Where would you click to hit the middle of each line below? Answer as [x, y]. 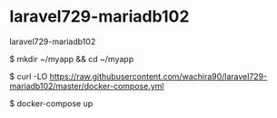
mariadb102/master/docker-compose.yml [87, 86]
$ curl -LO [29, 76]
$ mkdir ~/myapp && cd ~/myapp [72, 59]
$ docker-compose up [51, 103]
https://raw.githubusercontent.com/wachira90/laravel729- [158, 76]
